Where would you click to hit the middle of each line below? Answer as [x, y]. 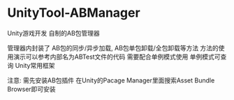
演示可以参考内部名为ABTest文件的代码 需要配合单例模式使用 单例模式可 [117, 57]
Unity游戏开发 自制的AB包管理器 [53, 33]
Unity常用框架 [35, 65]
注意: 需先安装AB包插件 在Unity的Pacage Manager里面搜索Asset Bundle [111, 80]
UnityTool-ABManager [74, 13]
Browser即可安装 [31, 89]
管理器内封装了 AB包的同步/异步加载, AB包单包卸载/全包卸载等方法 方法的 [113, 48]
